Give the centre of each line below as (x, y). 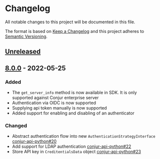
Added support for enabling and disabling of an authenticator (73, 113)
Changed (16, 126)
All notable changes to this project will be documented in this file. (70, 22)
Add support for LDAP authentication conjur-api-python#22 (72, 146)
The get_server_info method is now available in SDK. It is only (74, 93)
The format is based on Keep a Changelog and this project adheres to (75, 31)
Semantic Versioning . (26, 36)
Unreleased (23, 52)
